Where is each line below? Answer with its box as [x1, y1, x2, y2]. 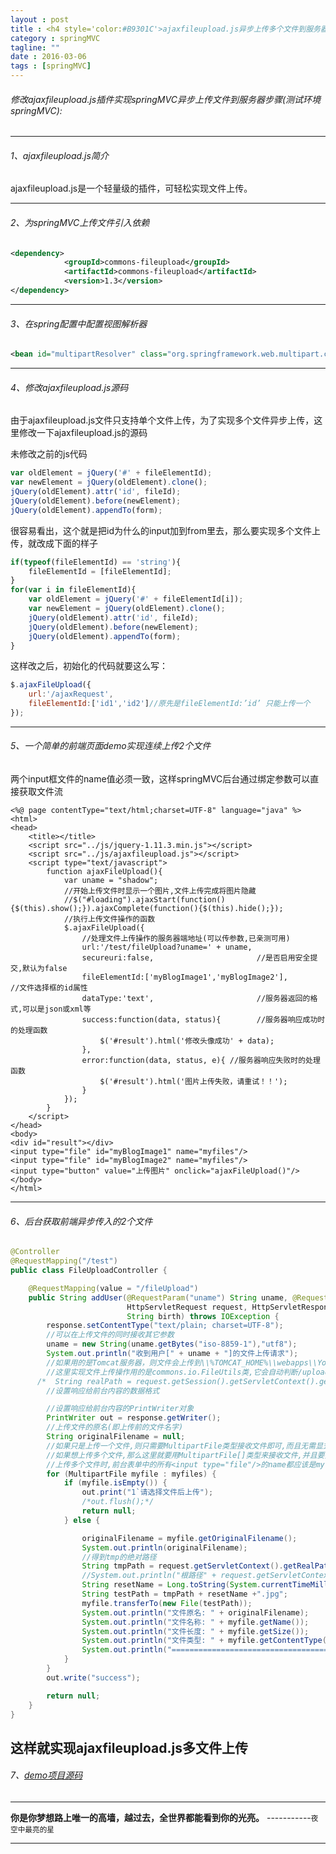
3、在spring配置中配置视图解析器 [10, 317, 148, 330]
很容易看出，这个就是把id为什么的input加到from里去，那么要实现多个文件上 [10, 524, 321, 536]
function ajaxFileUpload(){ [46, 867, 163, 877]
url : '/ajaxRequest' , [28, 689, 114, 700]
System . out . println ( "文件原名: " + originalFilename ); [81, 1607, 310, 1618]
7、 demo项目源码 [10, 1769, 83, 1781]
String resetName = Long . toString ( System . [81, 1580, 262, 1590]
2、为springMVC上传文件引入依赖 [10, 217, 150, 228]
